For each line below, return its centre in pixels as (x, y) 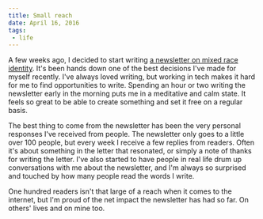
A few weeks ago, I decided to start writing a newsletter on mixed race (124, 60)
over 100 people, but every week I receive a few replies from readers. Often (131, 142)
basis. (18, 111)
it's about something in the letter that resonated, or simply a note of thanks (130, 151)
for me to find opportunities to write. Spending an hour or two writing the (127, 85)
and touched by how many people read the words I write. (101, 176)
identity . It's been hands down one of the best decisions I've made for (122, 69)
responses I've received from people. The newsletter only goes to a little (126, 134)
